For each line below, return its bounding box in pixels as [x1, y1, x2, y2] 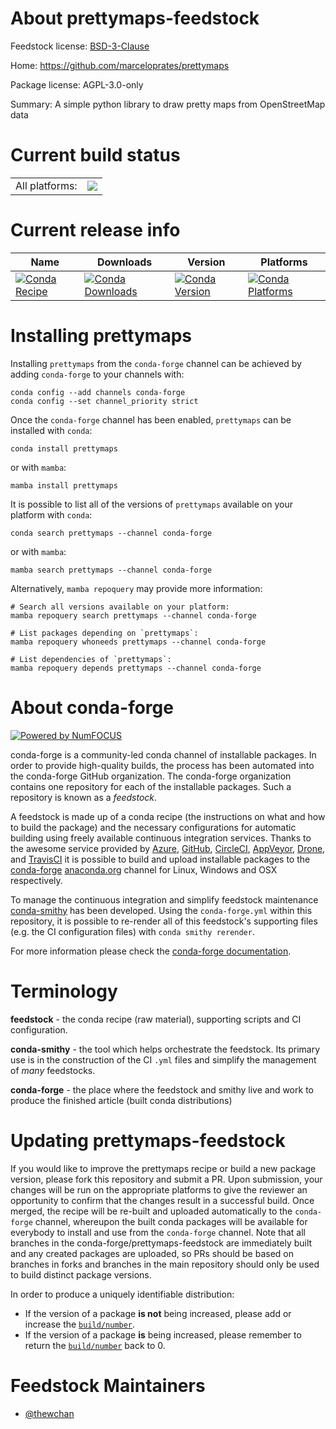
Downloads [96, 255, 153, 269]
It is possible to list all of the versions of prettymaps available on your [10, 498, 293, 510]
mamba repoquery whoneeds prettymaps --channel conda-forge [10, 637, 267, 647]
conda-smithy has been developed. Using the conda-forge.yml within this [10, 904, 313, 916]
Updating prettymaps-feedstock [10, 1129, 286, 1152]
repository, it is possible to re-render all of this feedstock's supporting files [10, 915, 318, 927]
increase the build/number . [24, 1318, 136, 1330]
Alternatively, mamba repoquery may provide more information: [10, 582, 263, 594]
